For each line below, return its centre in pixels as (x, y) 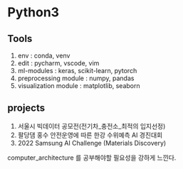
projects (26, 108)
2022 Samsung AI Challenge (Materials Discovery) (92, 143)
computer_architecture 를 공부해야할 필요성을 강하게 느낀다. (92, 158)
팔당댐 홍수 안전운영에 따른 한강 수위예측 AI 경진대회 (90, 135)
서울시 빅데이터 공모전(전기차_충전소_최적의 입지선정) (91, 126)
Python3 (33, 12)
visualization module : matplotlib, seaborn (79, 86)
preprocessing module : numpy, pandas (76, 78)
